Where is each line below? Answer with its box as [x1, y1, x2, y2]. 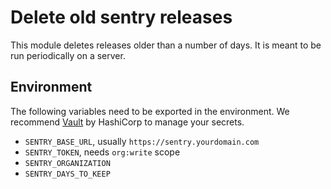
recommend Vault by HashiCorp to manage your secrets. [10, 116, 245, 128]
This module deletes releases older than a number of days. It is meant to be [10, 39, 322, 51]
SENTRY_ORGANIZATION [24, 158, 111, 168]
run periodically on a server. [10, 49, 126, 61]
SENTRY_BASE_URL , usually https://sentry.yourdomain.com [24, 135, 260, 147]
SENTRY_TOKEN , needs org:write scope [24, 146, 181, 158]
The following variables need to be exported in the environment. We [10, 105, 290, 117]
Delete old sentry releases [10, 6, 233, 29]
